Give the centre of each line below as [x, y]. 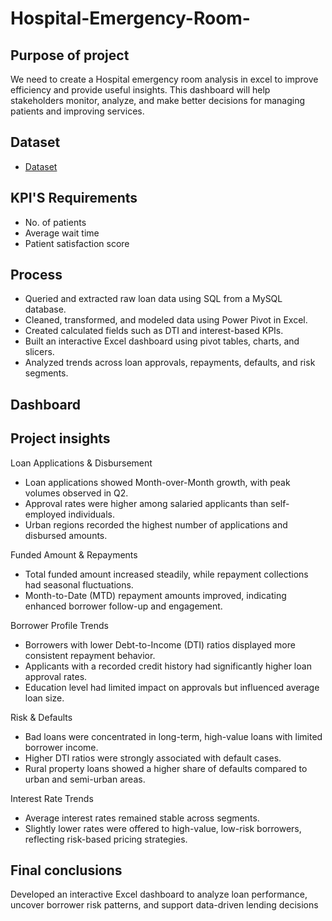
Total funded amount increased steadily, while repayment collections [166, 574]
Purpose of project [70, 55]
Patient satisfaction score [77, 243]
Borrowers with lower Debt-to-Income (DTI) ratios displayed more [160, 644]
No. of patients [55, 222]
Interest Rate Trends [52, 798]
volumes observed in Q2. [76, 493]
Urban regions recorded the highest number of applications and [156, 524]
